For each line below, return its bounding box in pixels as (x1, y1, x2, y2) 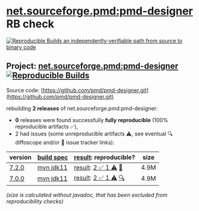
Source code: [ (6, 86, 43, 94)
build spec (37, 153, 68, 161)
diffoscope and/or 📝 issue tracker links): (14, 138, 115, 146)
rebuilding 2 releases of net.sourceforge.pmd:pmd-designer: (6, 105, 158, 112)
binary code (6, 44, 36, 51)
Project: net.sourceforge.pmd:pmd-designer (6, 61, 179, 71)
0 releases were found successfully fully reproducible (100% (14, 116, 169, 123)
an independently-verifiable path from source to (63, 37, 183, 44)
